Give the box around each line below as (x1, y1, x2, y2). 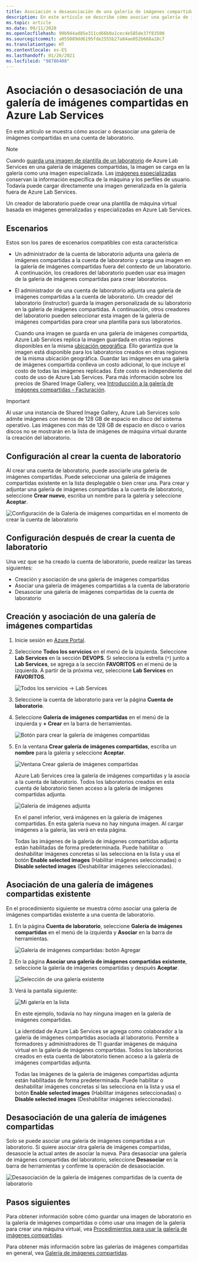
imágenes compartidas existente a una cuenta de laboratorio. (6, 911, 155, 918)
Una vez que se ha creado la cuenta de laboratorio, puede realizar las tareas (6, 558, 192, 565)
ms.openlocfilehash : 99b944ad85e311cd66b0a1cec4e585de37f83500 (6, 31, 165, 37)
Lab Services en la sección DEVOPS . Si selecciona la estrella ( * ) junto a (14, 654, 190, 661)
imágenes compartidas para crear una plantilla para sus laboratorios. (14, 318, 182, 325)
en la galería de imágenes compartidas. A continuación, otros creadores (14, 306, 190, 313)
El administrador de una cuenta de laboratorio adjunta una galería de (14, 287, 181, 294)
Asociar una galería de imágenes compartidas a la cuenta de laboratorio (14, 582, 190, 589)
